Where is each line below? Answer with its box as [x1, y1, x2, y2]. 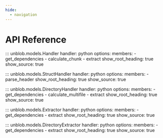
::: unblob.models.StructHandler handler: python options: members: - [5, 71, 149, 77]
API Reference [5, 34, 67, 45]
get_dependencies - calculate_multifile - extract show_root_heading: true [5, 91, 157, 98]
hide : [5, 7, 17, 13]
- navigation [10, 12, 37, 17]
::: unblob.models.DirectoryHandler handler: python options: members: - [5, 86, 155, 93]
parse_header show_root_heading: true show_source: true [5, 76, 126, 82]
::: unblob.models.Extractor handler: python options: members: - [5, 107, 139, 113]
